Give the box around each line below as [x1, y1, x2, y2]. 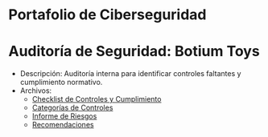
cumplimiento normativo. [19, 78, 103, 87]
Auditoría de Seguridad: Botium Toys [8, 42, 260, 61]
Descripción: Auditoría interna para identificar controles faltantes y [19, 69, 241, 79]
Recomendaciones [31, 120, 94, 130]
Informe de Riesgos [31, 111, 97, 121]
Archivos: [19, 86, 52, 95]
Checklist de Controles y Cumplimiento [31, 95, 162, 104]
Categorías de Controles [31, 103, 113, 113]
